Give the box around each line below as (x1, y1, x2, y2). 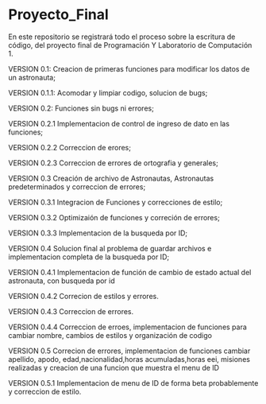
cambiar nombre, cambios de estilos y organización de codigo (8, 330, 213, 340)
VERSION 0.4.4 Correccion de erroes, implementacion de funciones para (8, 322, 248, 332)
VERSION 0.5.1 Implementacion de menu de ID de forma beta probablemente (8, 378, 259, 387)
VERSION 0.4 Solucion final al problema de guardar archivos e (8, 243, 212, 253)
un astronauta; (8, 72, 56, 82)
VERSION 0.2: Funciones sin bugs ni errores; (8, 103, 155, 113)
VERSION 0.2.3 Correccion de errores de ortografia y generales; (8, 157, 218, 168)
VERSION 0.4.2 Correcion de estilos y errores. (8, 291, 159, 301)
